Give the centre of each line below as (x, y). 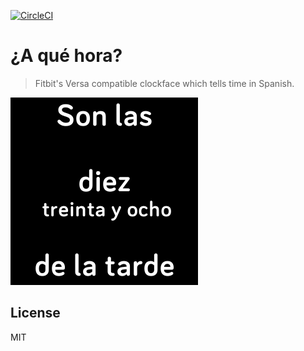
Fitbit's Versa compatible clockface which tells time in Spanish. (164, 83)
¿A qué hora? (66, 56)
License (35, 313)
